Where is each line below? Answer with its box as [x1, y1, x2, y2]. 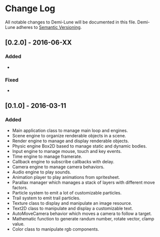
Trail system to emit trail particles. [12, 195, 81, 201]
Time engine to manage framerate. [12, 153, 82, 159]
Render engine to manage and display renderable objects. [12, 138, 129, 144]
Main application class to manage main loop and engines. [12, 128, 128, 133]
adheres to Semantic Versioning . [16, 24, 82, 30]
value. [12, 221, 25, 227]
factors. [12, 184, 28, 191]
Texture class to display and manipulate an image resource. [12, 200, 132, 206]
